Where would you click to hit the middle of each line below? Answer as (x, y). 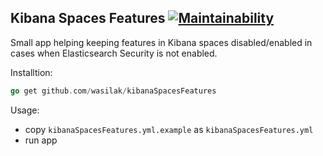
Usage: (25, 110)
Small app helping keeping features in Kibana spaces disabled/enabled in (161, 42)
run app (41, 140)
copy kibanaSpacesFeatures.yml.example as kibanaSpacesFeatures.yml (169, 129)
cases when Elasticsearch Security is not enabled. (114, 53)
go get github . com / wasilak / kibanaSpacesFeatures (113, 91)
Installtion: (31, 72)
